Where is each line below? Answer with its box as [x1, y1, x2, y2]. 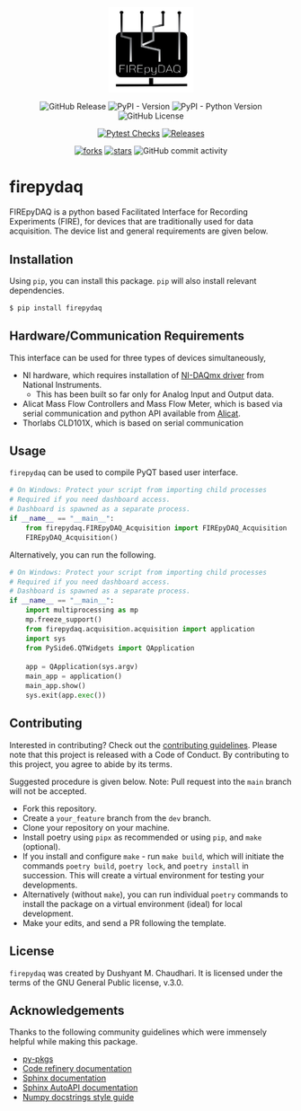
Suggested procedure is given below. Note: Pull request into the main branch [9, 776, 292, 787]
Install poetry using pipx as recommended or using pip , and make [22, 832, 262, 842]
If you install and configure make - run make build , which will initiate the [22, 851, 285, 861]
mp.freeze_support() [25, 615, 102, 624]
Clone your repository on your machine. [22, 822, 171, 833]
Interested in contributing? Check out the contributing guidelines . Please [9, 739, 278, 750]
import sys [25, 634, 66, 643]
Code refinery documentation [22, 1063, 132, 1074]
